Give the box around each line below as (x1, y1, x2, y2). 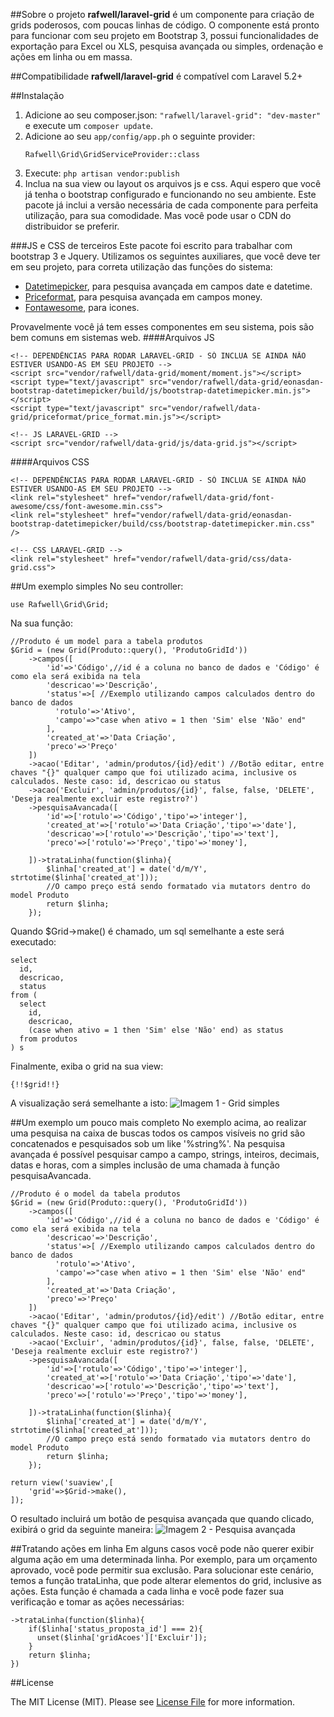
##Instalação (10, 90, 65, 101)
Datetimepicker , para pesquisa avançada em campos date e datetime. (24, 280, 313, 292)
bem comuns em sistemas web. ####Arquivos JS (10, 332, 215, 343)
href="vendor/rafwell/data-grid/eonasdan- (113, 510, 293, 520)
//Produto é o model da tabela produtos (10, 1189, 182, 1199)
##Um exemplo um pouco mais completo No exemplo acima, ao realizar (10, 1117, 307, 1128)
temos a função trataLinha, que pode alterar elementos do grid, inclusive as (10, 1575, 322, 1586)
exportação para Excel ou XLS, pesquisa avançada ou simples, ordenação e (10, 40, 324, 52)
